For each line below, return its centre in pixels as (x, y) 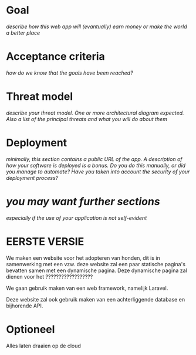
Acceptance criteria (56, 57)
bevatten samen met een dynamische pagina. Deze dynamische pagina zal (97, 270)
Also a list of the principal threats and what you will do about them (87, 119)
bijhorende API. (25, 306)
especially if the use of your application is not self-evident (77, 217)
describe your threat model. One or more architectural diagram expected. (95, 113)
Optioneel (31, 329)
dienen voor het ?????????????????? (50, 276)
